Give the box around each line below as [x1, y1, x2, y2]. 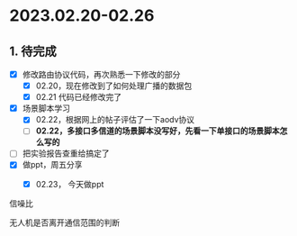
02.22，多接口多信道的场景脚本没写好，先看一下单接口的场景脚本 [35, 125, 281, 136]
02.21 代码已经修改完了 [35, 92, 122, 103]
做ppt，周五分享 [22, 159, 83, 170]
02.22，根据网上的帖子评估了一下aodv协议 [35, 114, 195, 125]
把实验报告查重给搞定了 [22, 148, 110, 159]
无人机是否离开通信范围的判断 [9, 217, 120, 228]
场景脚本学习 [22, 103, 70, 113]
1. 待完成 [9, 43, 57, 59]
